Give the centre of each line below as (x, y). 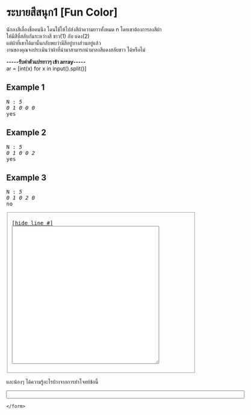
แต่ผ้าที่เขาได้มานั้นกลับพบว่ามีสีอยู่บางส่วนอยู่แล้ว (54, 43)
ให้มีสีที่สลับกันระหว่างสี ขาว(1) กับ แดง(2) (48, 36)
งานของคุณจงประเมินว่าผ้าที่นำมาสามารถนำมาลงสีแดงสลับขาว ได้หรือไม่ (76, 49)
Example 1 (26, 88)
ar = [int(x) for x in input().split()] (46, 68)
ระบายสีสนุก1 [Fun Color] (62, 12)
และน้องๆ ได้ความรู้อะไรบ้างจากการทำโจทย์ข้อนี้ (52, 382)
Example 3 (26, 177)
